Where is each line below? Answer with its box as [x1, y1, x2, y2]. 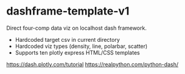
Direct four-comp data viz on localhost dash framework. [6, 24, 147, 32]
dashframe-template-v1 [6, 4, 130, 18]
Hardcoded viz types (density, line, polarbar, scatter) [15, 42, 148, 50]
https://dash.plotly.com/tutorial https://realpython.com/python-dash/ [6, 61, 178, 68]
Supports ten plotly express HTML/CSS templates [15, 49, 140, 56]
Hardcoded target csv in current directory [15, 36, 120, 43]
